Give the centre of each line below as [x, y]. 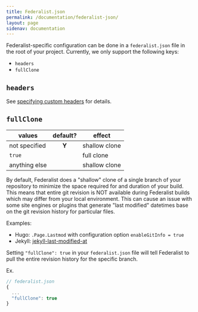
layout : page [22, 23]
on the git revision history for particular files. [61, 211]
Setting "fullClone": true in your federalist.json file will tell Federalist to [98, 252]
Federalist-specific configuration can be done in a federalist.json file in [96, 45]
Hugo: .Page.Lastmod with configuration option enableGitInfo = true [99, 234]
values [28, 135]
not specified [28, 145]
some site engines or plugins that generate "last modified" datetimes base [98, 205]
